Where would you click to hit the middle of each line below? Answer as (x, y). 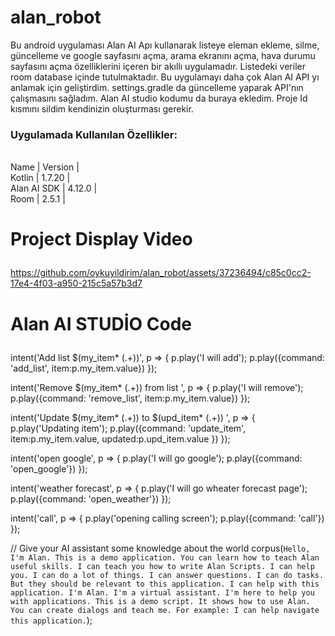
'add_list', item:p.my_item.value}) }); (84, 368)
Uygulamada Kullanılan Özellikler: (94, 134)
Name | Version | (45, 167)
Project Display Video (101, 239)
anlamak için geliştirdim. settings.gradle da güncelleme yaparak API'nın (157, 87)
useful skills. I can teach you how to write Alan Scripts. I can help (162, 566)
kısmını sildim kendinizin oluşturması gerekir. (102, 108)
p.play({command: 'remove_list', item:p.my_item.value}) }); (130, 398)
